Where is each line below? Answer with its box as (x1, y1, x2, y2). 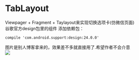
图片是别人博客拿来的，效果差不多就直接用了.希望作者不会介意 (5, 44, 131, 50)
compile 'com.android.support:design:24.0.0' (5, 35, 99, 40)
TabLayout (5, 3, 49, 14)
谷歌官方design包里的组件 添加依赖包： (5, 25, 84, 31)
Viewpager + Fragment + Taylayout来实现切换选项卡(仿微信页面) (5, 19, 135, 25)
